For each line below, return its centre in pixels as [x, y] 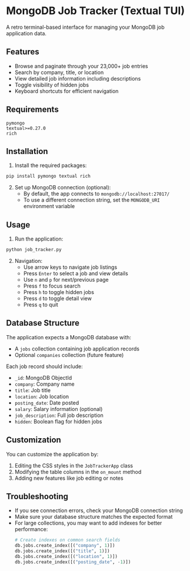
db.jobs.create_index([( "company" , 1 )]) [65, 546]
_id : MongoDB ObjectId [43, 378]
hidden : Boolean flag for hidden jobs [58, 421]
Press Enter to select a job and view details [76, 273]
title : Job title [33, 390]
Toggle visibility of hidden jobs [52, 85]
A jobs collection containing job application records [77, 349]
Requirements [32, 110]
